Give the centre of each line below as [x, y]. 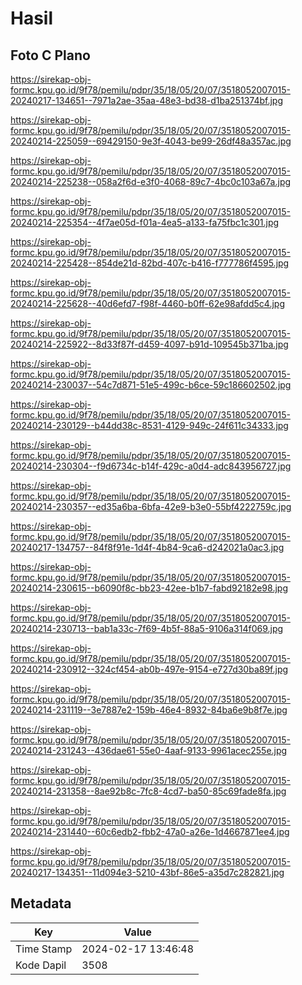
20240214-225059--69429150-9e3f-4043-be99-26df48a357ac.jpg [151, 141]
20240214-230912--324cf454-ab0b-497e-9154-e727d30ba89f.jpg [149, 669]
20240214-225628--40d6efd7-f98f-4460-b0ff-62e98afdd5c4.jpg [147, 303]
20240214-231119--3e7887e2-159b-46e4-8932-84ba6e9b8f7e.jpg [149, 710]
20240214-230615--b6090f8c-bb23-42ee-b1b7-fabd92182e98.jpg [149, 588]
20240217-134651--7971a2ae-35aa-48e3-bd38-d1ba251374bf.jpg [146, 100]
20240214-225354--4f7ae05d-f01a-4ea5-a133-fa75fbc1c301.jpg [145, 222]
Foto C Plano [50, 55]
